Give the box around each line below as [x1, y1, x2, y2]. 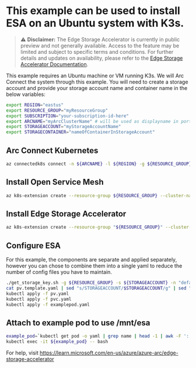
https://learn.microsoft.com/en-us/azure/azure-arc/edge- [40, 349, 179, 356]
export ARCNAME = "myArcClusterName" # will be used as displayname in [6, 118, 179, 124]
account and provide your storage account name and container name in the [6, 84, 188, 91]
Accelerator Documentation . [20, 60, 89, 68]
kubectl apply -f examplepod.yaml [6, 301, 90, 308]
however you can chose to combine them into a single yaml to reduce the [6, 262, 183, 270]
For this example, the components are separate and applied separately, [6, 256, 177, 263]
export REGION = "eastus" [6, 102, 64, 108]
